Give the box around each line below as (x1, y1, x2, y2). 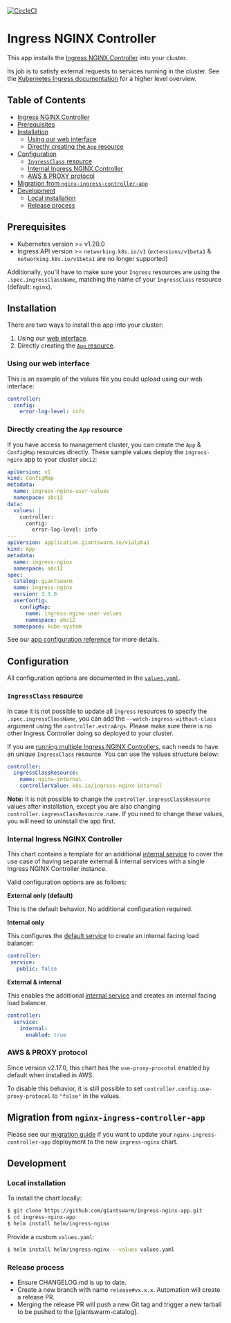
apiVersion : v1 (7, 468, 51, 476)
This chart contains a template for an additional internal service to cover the (7, 850, 223, 858)
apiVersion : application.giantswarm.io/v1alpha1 (7, 539, 150, 546)
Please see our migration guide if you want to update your (7, 1130, 173, 1138)
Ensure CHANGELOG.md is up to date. (17, 1278, 127, 1287)
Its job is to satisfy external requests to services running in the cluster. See (7, 66, 220, 75)
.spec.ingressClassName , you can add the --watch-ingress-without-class (7, 714, 216, 723)
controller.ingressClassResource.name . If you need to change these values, (7, 810, 225, 818)
